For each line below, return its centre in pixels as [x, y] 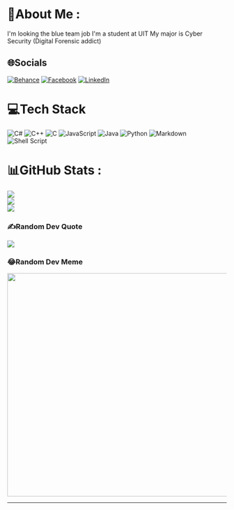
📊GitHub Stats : [55, 170]
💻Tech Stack [47, 109]
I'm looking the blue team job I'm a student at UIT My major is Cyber [105, 33]
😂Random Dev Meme [45, 262]
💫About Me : [44, 14]
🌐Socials [27, 63]
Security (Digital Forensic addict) [54, 40]
